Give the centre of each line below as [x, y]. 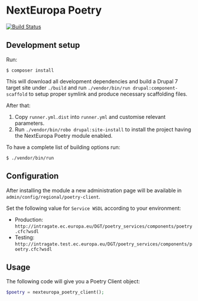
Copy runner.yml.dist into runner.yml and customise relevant [90, 116]
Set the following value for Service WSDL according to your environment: [94, 208]
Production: [29, 219]
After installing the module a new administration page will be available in [94, 190]
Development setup [43, 45]
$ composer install [30, 70]
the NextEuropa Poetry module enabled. [64, 135]
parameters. [30, 123]
